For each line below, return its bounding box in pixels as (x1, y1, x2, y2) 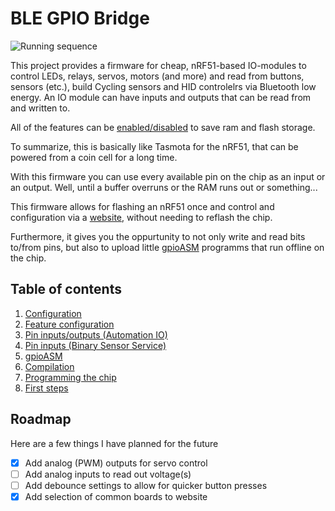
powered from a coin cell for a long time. (10, 151, 178, 163)
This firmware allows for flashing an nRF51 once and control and (10, 200, 275, 212)
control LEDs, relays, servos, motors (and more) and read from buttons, (10, 70, 305, 82)
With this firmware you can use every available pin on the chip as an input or (10, 170, 326, 182)
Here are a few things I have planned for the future (10, 437, 219, 449)
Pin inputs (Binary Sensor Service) (24, 339, 167, 351)
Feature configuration (24, 318, 115, 330)
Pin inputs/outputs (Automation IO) (24, 328, 168, 341)
